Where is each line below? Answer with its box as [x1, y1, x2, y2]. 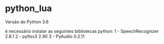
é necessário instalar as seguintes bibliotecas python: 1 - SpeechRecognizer [5, 28, 159, 34]
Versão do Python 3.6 [5, 19, 49, 25]
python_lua [5, 3, 52, 14]
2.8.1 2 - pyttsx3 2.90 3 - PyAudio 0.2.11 [5, 33, 85, 39]
